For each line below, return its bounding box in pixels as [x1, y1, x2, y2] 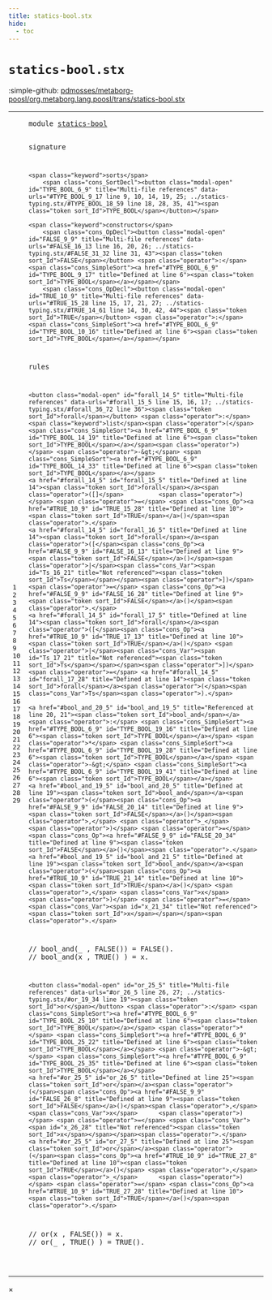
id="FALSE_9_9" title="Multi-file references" [28, 235, 184, 244]
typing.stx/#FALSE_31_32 [28, 249, 110, 257]
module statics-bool [28, 119, 108, 128]
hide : [8, 19, 27, 28]
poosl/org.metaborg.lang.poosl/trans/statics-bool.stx [8, 94, 185, 104]
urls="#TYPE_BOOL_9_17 [28, 192, 103, 201]
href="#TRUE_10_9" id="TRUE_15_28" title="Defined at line [28, 504, 226, 512]
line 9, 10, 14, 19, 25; [105, 192, 188, 201]
